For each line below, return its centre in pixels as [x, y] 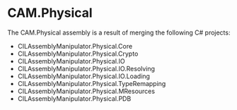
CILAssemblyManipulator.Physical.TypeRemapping [92, 83]
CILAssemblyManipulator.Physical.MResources [86, 91]
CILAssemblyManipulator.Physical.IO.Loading [84, 76]
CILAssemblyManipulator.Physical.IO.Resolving [86, 68]
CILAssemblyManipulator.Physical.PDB [74, 98]
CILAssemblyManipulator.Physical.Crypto [78, 54]
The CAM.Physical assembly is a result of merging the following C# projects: [119, 32]
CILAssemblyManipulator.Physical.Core [75, 46]
